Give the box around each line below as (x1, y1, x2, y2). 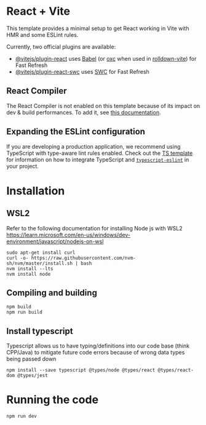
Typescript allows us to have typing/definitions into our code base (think (6, 342, 189, 349)
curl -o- (6, 255, 29, 261)
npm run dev (6, 413, 37, 419)
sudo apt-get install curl (6, 249, 76, 255)
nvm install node (6, 271, 51, 277)
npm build (6, 304, 32, 310)
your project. (6, 162, 39, 170)
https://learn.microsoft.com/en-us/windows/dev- (6, 231, 131, 238)
